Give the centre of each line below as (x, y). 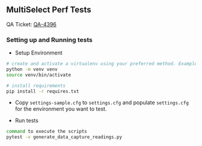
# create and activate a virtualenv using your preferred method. (91, 64)
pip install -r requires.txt (43, 91)
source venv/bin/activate (38, 75)
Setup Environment (39, 53)
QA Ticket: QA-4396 (32, 24)
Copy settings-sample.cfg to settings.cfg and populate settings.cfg (102, 103)
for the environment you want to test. (61, 109)
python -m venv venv (32, 69)
